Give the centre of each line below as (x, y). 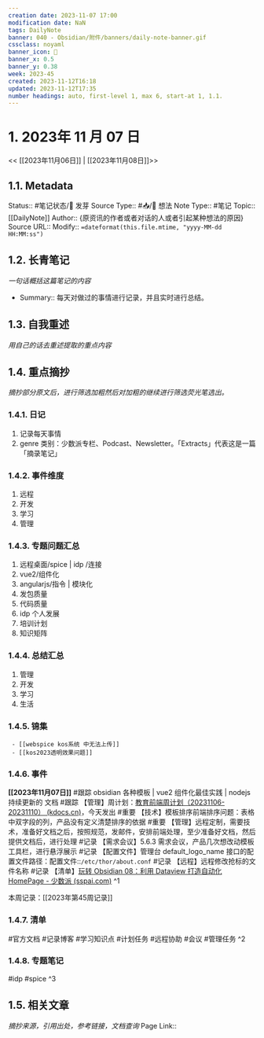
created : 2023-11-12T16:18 (52, 81)
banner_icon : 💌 (33, 52)
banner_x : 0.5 (31, 60)
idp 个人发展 (40, 613)
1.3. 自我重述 (39, 324)
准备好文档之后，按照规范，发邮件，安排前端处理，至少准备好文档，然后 (139, 832)
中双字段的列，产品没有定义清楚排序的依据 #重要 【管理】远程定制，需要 (126, 822)
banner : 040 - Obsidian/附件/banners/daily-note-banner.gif (107, 37)
